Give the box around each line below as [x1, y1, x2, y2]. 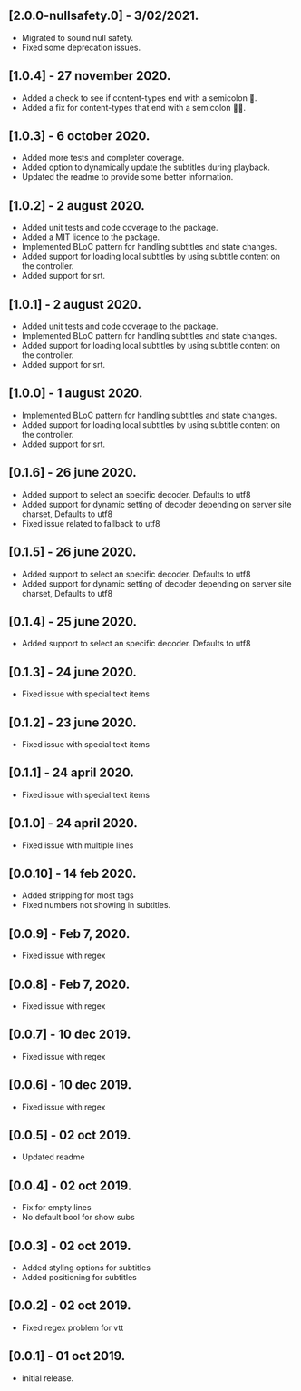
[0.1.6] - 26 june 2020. [8, 465, 137, 480]
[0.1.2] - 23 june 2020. [8, 715, 137, 730]
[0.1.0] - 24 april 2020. [8, 815, 138, 831]
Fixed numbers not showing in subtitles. [21, 900, 171, 911]
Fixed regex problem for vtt [21, 1322, 124, 1333]
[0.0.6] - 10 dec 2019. [8, 1077, 132, 1093]
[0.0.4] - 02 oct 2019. [8, 1178, 132, 1193]
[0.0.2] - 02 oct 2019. [8, 1298, 132, 1314]
